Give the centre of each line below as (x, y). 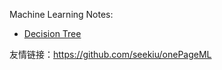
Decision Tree (52, 33)
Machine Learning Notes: (61, 14)
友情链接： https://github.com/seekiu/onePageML (110, 54)
